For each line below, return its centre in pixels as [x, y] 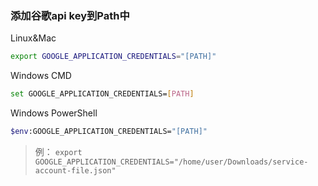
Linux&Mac [33, 38]
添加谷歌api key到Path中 [70, 15]
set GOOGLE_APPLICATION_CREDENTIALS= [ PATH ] [102, 94]
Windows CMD [41, 76]
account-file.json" [75, 170]
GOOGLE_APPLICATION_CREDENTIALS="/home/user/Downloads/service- [171, 162]
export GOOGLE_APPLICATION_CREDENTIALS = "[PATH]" [113, 57]
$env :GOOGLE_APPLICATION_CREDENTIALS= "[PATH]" [109, 132]
